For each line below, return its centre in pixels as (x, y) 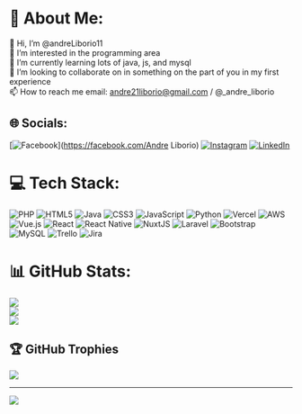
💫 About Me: (57, 18)
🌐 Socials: (39, 124)
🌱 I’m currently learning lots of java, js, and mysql (100, 62)
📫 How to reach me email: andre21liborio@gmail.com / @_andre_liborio (142, 91)
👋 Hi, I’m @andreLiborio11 (56, 43)
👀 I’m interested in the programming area (85, 52)
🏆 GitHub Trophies (64, 350)
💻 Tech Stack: (65, 183)
